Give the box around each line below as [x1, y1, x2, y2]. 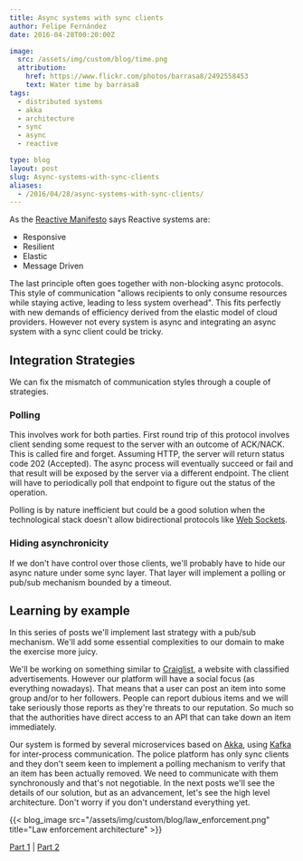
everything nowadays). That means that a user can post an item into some [9, 683, 287, 694]
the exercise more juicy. [9, 646, 99, 657]
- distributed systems [17, 97, 103, 106]
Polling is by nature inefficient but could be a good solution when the [9, 505, 265, 516]
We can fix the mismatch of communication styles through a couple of [9, 377, 271, 388]
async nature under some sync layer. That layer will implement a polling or [9, 567, 287, 578]
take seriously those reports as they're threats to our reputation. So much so [9, 702, 294, 713]
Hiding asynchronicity [9, 537, 109, 549]
